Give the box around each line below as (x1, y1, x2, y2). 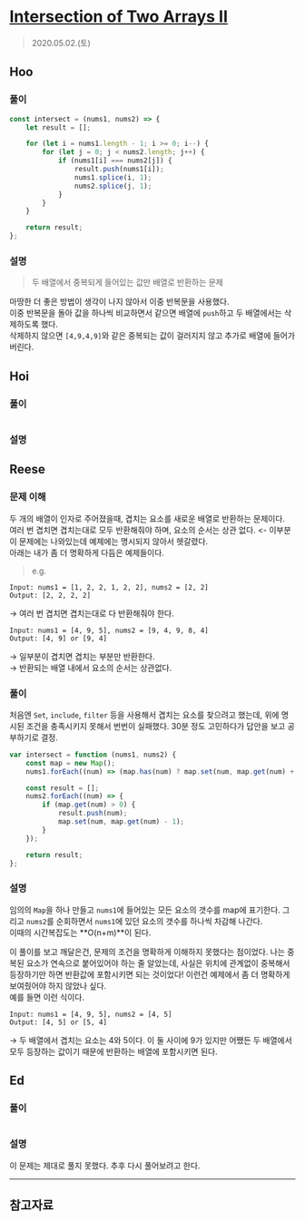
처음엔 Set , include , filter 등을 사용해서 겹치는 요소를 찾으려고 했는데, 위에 (9, 709, 280, 720)
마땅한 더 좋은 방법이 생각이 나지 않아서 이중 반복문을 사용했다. (9, 297, 230, 308)
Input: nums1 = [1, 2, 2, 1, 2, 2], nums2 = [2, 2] (9, 582, 209, 591)
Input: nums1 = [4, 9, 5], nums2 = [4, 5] (9, 1010, 172, 1019)
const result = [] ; (25, 783, 100, 793)
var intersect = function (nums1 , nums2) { (9, 750, 177, 759)
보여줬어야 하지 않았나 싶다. (9, 980, 107, 991)
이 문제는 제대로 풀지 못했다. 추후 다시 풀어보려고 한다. (9, 1159, 201, 1171)
